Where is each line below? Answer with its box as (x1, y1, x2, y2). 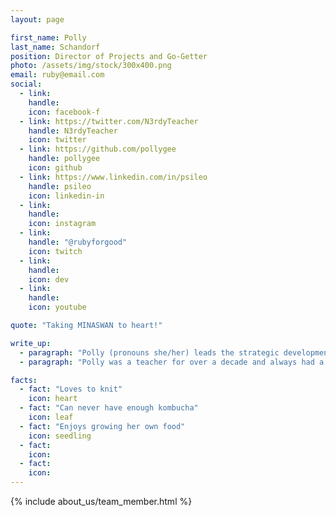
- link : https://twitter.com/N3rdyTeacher (19, 116, 199, 126)
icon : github (28, 163, 83, 173)
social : (10, 79, 43, 90)
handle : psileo (28, 181, 92, 191)
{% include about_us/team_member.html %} (10, 496, 193, 507)
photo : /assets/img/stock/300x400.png (10, 61, 172, 71)
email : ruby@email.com (10, 70, 105, 80)
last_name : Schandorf (10, 42, 101, 52)
